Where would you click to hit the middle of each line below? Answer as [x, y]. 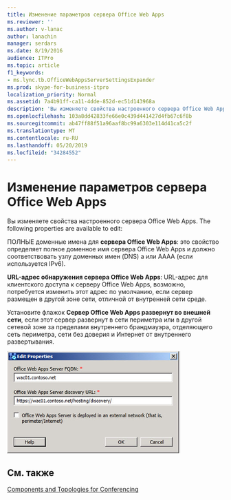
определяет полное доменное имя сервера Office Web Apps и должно [111, 249]
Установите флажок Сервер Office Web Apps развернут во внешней [109, 313]
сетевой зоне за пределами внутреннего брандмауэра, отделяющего [110, 327]
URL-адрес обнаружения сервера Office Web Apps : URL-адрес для [108, 277]
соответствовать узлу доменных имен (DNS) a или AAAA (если [100, 257]
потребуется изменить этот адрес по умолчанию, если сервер [100, 292]
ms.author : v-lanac [35, 29]
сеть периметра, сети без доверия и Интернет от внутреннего [99, 335]
